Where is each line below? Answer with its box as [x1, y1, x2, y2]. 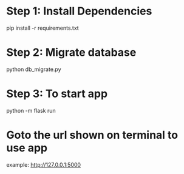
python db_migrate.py [6, 65, 62, 73]
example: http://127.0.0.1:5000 [6, 161, 81, 168]
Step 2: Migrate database [6, 45, 137, 59]
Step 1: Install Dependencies [6, 4, 152, 18]
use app [6, 141, 47, 155]
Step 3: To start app [6, 87, 108, 101]
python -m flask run [6, 107, 56, 114]
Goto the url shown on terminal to [6, 129, 178, 142]
